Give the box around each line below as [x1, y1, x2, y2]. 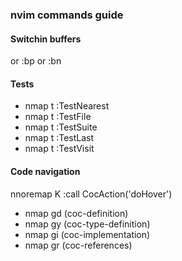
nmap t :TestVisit [24, 143, 95, 155]
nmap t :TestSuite [24, 121, 98, 133]
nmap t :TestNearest [24, 100, 110, 112]
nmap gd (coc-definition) [24, 207, 129, 219]
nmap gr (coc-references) [24, 239, 133, 251]
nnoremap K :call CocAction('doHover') [10, 188, 173, 200]
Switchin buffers [10, 33, 82, 45]
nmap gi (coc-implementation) [24, 228, 151, 240]
